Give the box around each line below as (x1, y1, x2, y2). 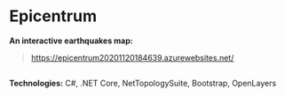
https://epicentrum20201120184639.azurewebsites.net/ (30, 52, 234, 63)
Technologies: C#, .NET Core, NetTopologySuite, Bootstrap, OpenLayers (9, 78, 277, 89)
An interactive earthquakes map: (9, 35, 133, 46)
